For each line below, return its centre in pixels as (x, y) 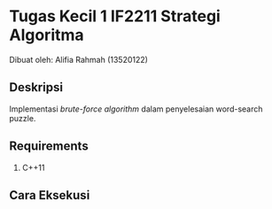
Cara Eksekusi (50, 195)
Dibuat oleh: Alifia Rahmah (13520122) (79, 59)
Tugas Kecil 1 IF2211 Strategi (115, 16)
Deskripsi (36, 87)
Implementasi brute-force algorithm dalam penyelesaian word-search (136, 109)
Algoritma (47, 35)
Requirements (49, 147)
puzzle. (23, 118)
